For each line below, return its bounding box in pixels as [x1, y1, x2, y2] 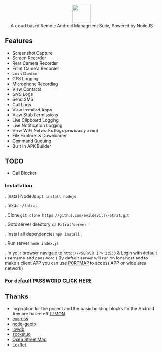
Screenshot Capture [12, 50, 53, 56]
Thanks [5, 293, 29, 301]
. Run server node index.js [5, 240, 59, 246]
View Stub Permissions [12, 112, 58, 118]
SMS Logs [12, 91, 33, 97]
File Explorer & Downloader [12, 132, 67, 138]
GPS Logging [12, 75, 39, 81]
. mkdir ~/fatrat [5, 203, 38, 208]
